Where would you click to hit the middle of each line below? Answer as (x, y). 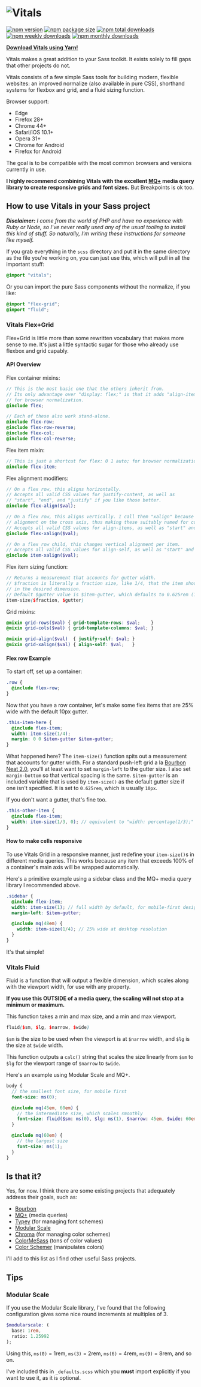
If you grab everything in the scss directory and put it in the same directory (98, 251)
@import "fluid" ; (28, 310)
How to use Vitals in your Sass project (78, 206)
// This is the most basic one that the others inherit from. (85, 389)
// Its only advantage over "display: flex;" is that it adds (85, 394)
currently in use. (26, 169)
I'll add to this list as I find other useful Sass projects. (71, 1259)
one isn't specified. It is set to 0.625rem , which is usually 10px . (82, 788)
